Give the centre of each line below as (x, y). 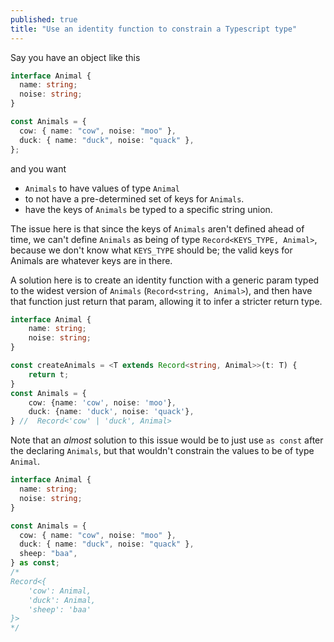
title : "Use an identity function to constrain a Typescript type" (154, 29)
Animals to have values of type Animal (102, 188)
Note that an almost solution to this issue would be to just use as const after (167, 440)
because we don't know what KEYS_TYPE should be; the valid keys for (151, 250)
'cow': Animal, (60, 591)
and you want (38, 168)
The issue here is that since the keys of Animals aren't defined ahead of (157, 228)
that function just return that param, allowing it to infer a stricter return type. (166, 301)
